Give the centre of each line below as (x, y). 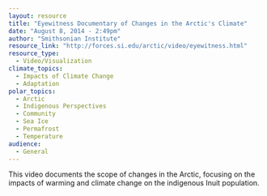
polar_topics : (32, 91)
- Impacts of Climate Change (65, 76)
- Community (36, 114)
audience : (25, 144)
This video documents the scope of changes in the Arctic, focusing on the (132, 174)
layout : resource (38, 16)
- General (32, 151)
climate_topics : (36, 69)
